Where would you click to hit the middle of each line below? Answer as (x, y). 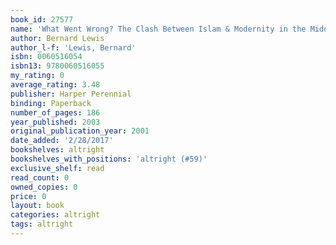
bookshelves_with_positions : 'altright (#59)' (109, 159)
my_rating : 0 (37, 76)
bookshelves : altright (57, 150)
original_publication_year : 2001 (80, 131)
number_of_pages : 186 (55, 112)
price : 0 (28, 196)
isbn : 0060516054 (46, 57)
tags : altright (42, 224)
